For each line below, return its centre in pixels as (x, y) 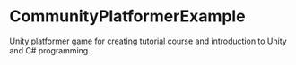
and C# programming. (50, 50)
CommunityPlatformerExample (127, 16)
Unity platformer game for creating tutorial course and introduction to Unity (148, 41)
